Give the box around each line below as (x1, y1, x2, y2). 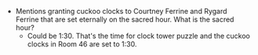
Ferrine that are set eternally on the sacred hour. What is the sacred (15, 15, 234, 24)
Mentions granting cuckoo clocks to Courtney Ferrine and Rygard (15, 7, 227, 15)
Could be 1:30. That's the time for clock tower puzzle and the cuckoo (27, 31, 251, 40)
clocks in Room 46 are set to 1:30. (27, 40, 137, 49)
